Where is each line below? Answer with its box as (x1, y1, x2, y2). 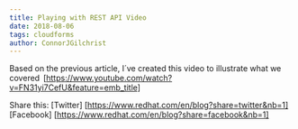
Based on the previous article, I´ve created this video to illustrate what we (9, 63, 282, 74)
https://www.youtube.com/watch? (46, 73, 173, 84)
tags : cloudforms (9, 30, 75, 39)
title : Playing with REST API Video (9, 13, 147, 23)
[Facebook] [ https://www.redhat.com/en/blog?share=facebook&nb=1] (9, 109, 269, 120)
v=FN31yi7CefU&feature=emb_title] (9, 82, 141, 93)
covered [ (9, 73, 47, 84)
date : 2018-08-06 (9, 22, 75, 31)
